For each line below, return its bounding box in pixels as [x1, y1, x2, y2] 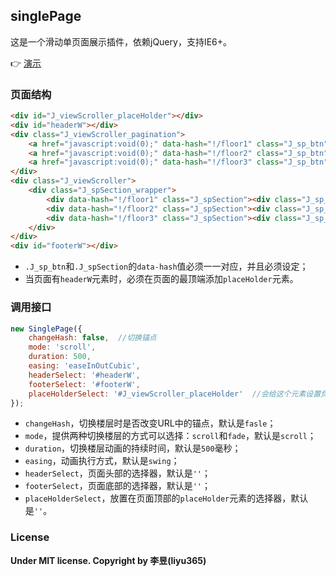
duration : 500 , [28, 352, 92, 362]
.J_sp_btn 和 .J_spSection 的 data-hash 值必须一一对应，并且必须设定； [24, 260, 309, 273]
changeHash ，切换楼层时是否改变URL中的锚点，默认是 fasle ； [24, 417, 277, 429]
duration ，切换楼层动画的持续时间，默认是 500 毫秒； [24, 442, 242, 454]
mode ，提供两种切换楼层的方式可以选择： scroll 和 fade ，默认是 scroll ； [24, 430, 317, 442]
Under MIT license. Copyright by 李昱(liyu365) [10, 554, 207, 566]
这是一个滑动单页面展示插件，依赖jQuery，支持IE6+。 [10, 35, 233, 48]
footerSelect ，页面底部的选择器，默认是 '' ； [24, 480, 212, 492]
